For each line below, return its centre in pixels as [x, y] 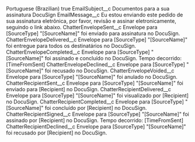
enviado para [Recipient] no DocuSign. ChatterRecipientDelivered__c [88, 89]
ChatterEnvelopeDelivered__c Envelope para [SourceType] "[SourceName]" [97, 39]
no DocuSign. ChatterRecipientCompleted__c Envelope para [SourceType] [95, 102]
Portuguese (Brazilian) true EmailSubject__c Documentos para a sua [88, 8]
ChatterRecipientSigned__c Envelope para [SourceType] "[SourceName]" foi [98, 114]
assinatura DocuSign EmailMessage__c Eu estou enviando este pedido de [95, 15]
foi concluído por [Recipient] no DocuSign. [96, 108]
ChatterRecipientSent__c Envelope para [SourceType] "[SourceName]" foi [95, 83]
